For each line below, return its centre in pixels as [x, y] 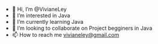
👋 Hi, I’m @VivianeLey [39, 9]
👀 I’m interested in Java [41, 15]
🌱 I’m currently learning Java [48, 22]
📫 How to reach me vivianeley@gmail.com [65, 35]
